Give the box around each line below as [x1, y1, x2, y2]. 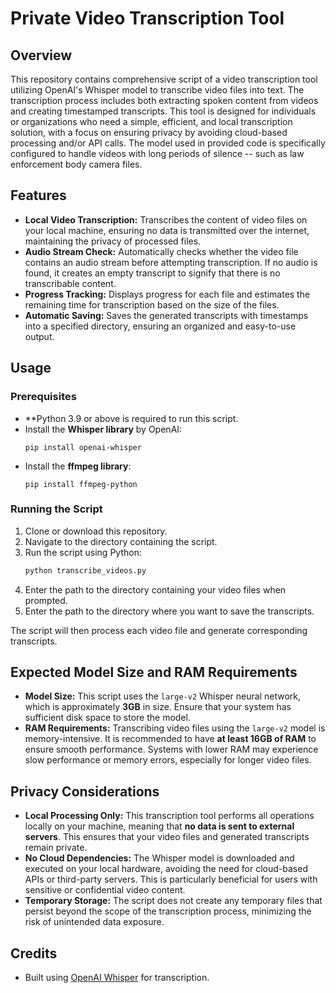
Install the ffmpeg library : [24, 460, 132, 472]
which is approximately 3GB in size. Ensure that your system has [24, 701, 292, 713]
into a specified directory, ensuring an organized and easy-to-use [24, 320, 297, 332]
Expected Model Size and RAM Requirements [10, 664, 298, 681]
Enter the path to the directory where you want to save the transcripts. [24, 605, 315, 617]
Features [10, 187, 67, 204]
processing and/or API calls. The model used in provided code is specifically [10, 137, 326, 149]
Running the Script [10, 502, 103, 516]
